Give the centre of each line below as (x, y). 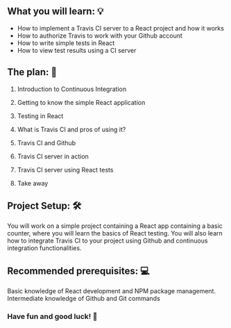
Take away (33, 183)
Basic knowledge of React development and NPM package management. (112, 291)
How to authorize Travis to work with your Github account (100, 35)
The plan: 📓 (32, 72)
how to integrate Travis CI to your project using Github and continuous (108, 241)
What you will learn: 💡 (55, 11)
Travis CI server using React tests (65, 170)
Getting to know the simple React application (81, 102)
